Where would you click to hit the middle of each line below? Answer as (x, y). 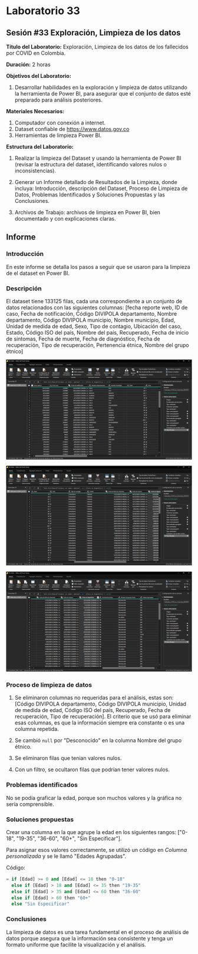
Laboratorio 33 (43, 11)
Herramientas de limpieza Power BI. (58, 135)
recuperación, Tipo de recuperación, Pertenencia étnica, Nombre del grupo (98, 345)
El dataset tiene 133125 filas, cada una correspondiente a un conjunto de (94, 301)
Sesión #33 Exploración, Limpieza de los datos (93, 33)
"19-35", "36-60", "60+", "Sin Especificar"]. (69, 838)
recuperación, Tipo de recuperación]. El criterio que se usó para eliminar (103, 717)
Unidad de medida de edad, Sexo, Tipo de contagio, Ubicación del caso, (94, 326)
